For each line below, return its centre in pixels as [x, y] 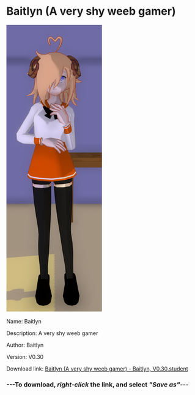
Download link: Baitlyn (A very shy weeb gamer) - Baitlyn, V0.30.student [97, 369]
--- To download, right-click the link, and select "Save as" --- [98, 385]
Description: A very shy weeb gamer [52, 333]
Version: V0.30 [25, 356]
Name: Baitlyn [24, 321]
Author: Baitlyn [25, 345]
